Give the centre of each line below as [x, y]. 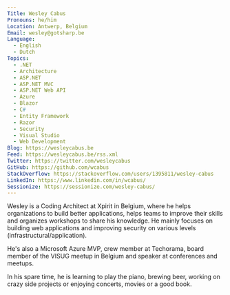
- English [27, 45]
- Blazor [26, 103]
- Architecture [35, 71]
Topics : [18, 59]
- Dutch [24, 52]
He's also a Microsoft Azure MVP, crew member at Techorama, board [106, 249]
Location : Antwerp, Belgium [48, 26]
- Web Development [40, 142]
